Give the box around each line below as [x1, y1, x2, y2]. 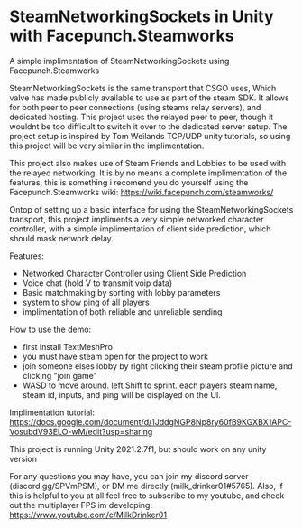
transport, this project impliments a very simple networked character [9, 213, 264, 224]
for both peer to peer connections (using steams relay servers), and [9, 101, 261, 112]
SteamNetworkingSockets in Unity [9, 6, 274, 27]
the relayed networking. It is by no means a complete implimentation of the [9, 167, 288, 178]
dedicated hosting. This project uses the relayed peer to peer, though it [9, 111, 273, 122]
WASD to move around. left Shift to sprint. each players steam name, [22, 380, 278, 391]
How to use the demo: [9, 324, 92, 335]
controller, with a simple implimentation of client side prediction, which [9, 223, 271, 234]
